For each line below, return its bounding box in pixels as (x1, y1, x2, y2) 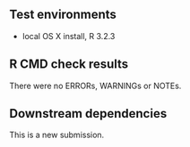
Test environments (9, 7, 117, 22)
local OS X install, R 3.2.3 (22, 30, 116, 41)
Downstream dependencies (9, 106, 168, 121)
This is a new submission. (9, 129, 105, 141)
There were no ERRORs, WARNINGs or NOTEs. (9, 80, 182, 91)
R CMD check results (9, 57, 129, 72)
